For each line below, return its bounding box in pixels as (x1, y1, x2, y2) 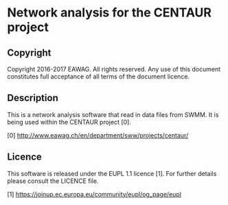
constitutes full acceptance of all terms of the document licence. (7, 72, 190, 80)
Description (7, 92, 58, 104)
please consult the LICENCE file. (7, 177, 99, 185)
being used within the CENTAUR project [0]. (7, 118, 132, 126)
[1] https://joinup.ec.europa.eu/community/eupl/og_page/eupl (7, 190, 182, 198)
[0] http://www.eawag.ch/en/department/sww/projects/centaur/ (7, 131, 189, 139)
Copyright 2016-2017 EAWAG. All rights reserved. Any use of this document (7, 65, 221, 73)
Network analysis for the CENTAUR (7, 5, 212, 21)
